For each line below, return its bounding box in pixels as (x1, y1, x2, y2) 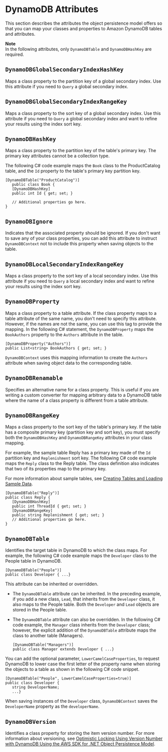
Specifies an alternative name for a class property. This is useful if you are (5, 386, 159, 392)
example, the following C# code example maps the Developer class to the (5, 553, 157, 559)
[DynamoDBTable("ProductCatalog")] (5, 178, 80, 183)
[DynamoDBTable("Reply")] (5, 491, 59, 496)
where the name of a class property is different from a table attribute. (5, 397, 149, 403)
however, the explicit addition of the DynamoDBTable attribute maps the (12, 627, 156, 633)
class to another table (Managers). (12, 633, 85, 639)
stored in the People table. (12, 607, 67, 613)
